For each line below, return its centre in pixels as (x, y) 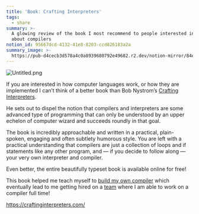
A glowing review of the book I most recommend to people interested (99, 34)
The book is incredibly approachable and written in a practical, (82, 132)
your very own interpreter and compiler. (54, 157)
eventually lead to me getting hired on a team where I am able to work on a (97, 187)
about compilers (31, 39)
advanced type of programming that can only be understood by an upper (95, 114)
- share (21, 23)
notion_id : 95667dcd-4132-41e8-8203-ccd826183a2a (69, 45)
